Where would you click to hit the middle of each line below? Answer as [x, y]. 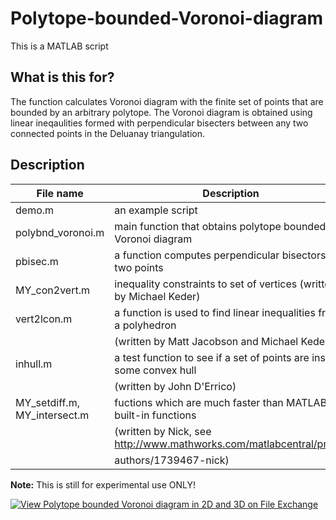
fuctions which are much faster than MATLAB [221, 402]
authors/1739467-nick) [172, 460]
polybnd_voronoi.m [60, 232]
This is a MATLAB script [59, 46]
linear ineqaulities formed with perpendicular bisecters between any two [159, 123]
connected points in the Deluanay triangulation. [107, 133]
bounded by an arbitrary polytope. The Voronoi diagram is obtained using [161, 112]
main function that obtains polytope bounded [220, 226]
